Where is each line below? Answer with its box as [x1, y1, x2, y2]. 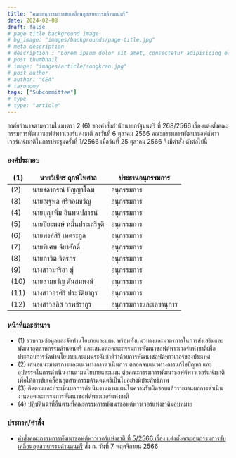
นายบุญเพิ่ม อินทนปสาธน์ [32, 208, 98, 218]
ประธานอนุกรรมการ [118, 173, 171, 183]
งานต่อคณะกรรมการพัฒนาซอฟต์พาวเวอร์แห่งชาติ [17, 392, 129, 400]
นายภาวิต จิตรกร [32, 254, 76, 264]
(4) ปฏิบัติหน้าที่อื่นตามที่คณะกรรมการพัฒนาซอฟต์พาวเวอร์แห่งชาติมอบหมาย [17, 400, 193, 409]
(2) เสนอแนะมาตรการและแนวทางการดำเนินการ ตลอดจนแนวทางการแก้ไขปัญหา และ [17, 360, 212, 369]
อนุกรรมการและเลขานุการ [111, 299, 178, 309]
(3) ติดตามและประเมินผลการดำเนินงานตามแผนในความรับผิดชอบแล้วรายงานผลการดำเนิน [17, 384, 223, 392]
